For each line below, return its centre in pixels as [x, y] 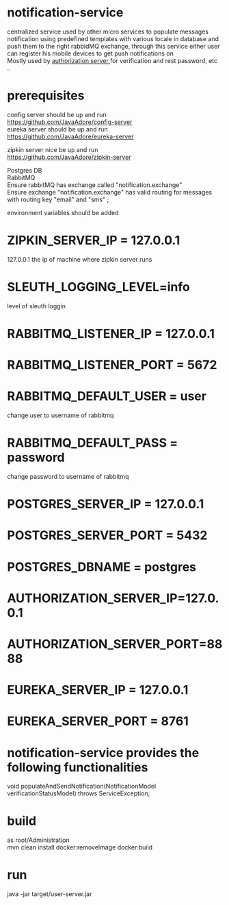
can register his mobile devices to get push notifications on [91, 53]
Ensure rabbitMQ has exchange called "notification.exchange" [95, 185]
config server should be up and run [57, 114]
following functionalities [78, 767]
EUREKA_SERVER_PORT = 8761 [98, 721]
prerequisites [46, 96]
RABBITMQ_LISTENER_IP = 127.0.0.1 [111, 333]
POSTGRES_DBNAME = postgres [102, 567]
